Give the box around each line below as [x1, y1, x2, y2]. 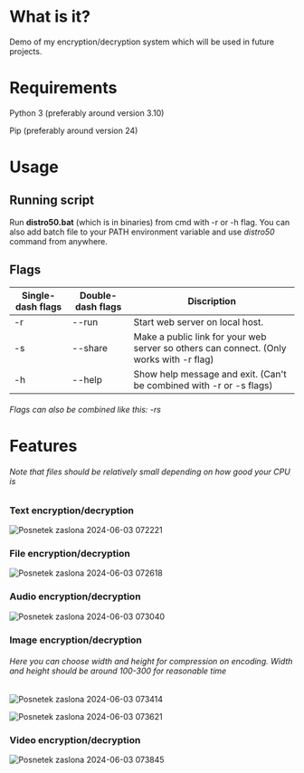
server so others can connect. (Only [133, 341, 287, 354]
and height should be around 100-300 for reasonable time [9, 665, 227, 676]
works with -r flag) [133, 353, 214, 366]
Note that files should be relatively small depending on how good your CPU [9, 466, 291, 477]
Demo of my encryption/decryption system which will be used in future [9, 36, 275, 47]
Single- [21, 289, 56, 301]
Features [9, 436, 78, 456]
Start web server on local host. [133, 315, 264, 328]
